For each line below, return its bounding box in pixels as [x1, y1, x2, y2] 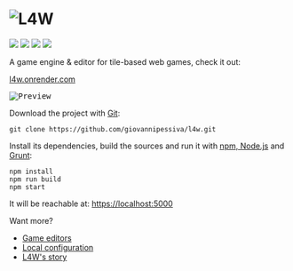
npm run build [9, 174, 62, 184]
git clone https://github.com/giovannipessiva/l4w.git [9, 124, 217, 133]
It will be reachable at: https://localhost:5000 [9, 198, 173, 209]
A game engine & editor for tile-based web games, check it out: [9, 56, 242, 67]
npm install [9, 167, 53, 176]
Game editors [21, 232, 73, 243]
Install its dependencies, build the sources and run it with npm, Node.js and [9, 140, 285, 151]
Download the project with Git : [9, 108, 121, 118]
